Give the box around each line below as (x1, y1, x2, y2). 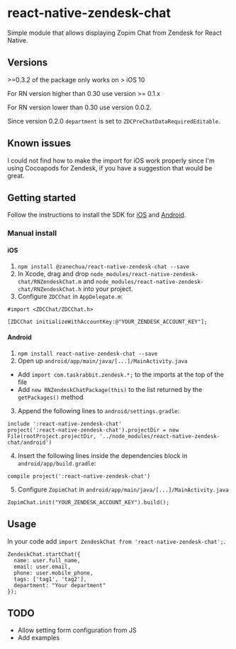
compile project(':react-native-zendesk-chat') (7, 472, 151, 480)
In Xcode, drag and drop (17, 269, 89, 278)
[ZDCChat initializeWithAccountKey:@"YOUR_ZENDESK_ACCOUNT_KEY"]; (7, 318, 208, 325)
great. (7, 171, 25, 180)
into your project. (82, 284, 133, 293)
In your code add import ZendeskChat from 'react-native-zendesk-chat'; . (7, 537, 225, 545)
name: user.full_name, (13, 557, 81, 564)
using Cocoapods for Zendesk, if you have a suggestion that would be (7, 163, 213, 172)
